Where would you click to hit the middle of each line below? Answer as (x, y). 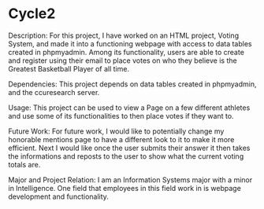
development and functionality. (58, 196)
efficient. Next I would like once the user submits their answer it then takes (129, 148)
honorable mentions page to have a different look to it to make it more (121, 139)
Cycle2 (32, 14)
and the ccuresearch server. (54, 92)
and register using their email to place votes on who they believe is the (123, 60)
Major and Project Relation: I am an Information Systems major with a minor (130, 180)
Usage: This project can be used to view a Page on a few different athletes (129, 108)
